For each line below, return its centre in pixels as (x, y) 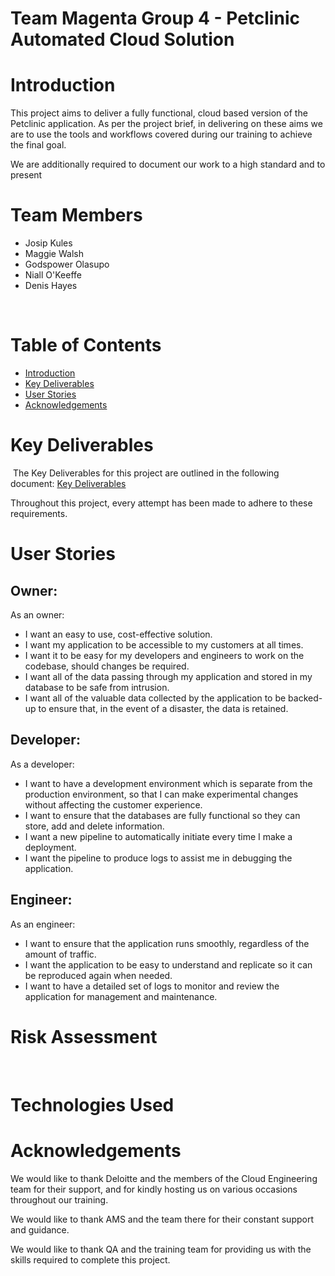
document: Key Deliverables (68, 483)
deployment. (50, 847)
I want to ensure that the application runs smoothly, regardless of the (167, 943)
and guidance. (40, 1229)
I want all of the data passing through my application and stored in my (168, 676)
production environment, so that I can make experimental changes (161, 794)
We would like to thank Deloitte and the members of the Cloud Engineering (164, 1178)
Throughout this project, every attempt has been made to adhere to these (161, 503)
